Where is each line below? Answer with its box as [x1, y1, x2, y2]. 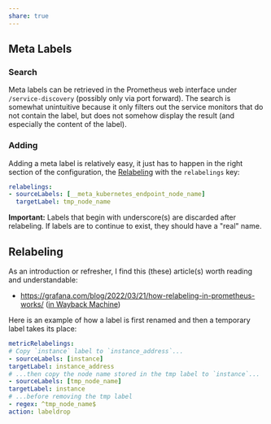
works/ [20, 299, 45, 309]
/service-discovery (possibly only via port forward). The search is [8, 94, 231, 103]
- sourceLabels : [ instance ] [8, 355, 104, 363]
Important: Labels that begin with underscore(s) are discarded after [8, 212, 237, 222]
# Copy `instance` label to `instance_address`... [8, 347, 184, 355]
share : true [8, 11, 49, 20]
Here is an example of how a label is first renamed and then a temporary [8, 315, 251, 326]
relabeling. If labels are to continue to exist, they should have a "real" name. [8, 221, 262, 231]
